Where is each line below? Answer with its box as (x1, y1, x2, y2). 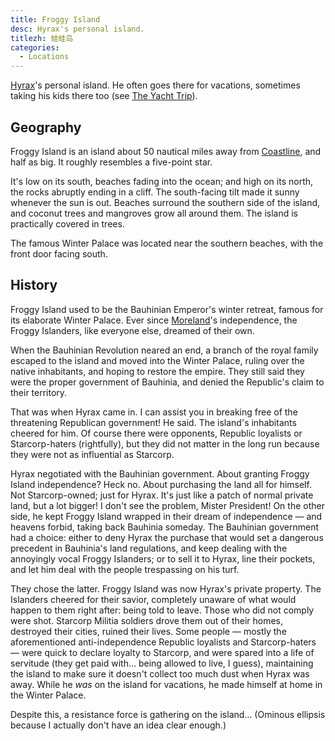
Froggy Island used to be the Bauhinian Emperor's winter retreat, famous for (10, 303, 324, 315)
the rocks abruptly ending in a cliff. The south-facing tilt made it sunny (10, 186, 300, 198)
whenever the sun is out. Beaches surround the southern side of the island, (10, 196, 321, 208)
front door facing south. (10, 247, 108, 260)
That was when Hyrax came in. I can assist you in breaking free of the (10, 406, 298, 418)
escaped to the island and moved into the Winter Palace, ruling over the (10, 354, 305, 366)
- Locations (19, 52, 70, 62)
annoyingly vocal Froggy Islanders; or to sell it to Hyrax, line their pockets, (10, 552, 316, 565)
